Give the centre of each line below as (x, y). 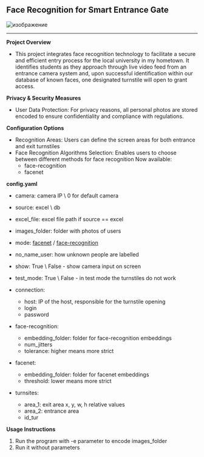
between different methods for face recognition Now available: (93, 159)
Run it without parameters (47, 447)
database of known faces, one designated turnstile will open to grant (101, 80)
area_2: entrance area (52, 411)
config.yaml (22, 184)
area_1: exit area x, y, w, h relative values (75, 404)
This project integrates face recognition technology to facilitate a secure (105, 53)
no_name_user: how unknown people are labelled (77, 254)
